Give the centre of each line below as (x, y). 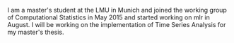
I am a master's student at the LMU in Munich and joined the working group (117, 10)
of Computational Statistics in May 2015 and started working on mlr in (109, 17)
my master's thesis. (36, 32)
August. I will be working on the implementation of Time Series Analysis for (117, 25)
